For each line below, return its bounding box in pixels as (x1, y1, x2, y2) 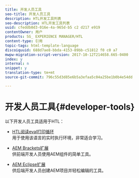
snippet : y (5, 66, 27, 71)
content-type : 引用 (5, 39, 43, 44)
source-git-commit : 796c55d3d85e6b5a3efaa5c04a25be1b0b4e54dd (5, 75, 133, 80)
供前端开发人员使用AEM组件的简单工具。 (12, 151, 94, 157)
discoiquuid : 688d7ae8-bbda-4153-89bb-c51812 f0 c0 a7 (5, 48, 118, 52)
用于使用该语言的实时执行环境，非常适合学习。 (12, 134, 105, 141)
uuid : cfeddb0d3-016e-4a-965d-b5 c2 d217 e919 (5, 25, 100, 30)
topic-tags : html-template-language (5, 43, 79, 48)
